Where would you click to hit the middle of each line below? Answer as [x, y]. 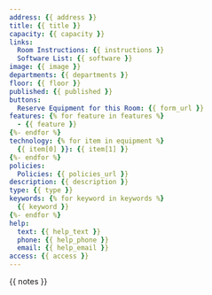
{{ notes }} [28, 281]
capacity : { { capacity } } [57, 34]
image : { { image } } [45, 67]
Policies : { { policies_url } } [73, 174]
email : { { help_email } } [63, 248]
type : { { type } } [41, 190]
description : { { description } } [69, 182]
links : [21, 42]
